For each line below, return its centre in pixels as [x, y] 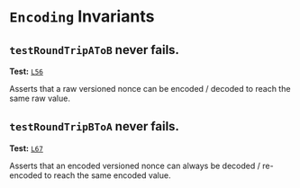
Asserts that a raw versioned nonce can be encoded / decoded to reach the [150, 89]
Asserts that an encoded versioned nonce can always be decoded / [135, 166]
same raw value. [40, 98]
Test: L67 [26, 148]
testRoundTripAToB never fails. [95, 50]
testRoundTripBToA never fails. [95, 126]
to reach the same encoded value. [108, 175]
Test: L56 [26, 71]
